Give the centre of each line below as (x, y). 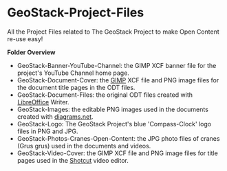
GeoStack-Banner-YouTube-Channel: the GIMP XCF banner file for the (117, 65)
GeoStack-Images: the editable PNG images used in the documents (112, 109)
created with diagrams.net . (55, 116)
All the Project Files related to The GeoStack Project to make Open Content (113, 32)
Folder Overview (31, 52)
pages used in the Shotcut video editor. (73, 160)
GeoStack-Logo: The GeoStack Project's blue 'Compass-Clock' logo (114, 124)
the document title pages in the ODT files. (76, 87)
